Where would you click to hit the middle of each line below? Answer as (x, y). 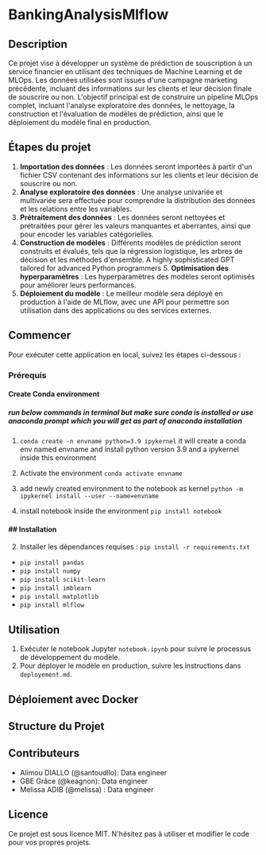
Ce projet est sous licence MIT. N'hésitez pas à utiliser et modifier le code (129, 834)
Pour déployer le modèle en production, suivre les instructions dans (130, 666)
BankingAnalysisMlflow (89, 15)
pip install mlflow (52, 605)
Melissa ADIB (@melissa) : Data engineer (87, 789)
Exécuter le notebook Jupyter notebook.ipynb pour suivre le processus (135, 649)
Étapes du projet (50, 148)
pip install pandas (52, 563)
